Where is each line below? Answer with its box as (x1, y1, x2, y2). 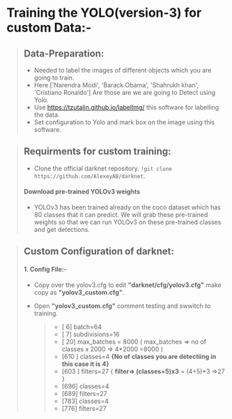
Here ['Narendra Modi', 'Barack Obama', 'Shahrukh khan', (33, 81, 199, 89)
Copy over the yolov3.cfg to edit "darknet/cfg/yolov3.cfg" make (33, 281, 222, 289)
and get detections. (33, 226, 90, 234)
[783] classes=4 (61, 397, 109, 405)
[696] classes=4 (61, 382, 109, 390)
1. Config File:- (23, 265, 68, 273)
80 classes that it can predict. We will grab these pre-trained (33, 211, 208, 219)
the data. (33, 110, 60, 119)
